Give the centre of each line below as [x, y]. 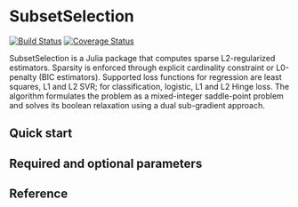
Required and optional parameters [106, 163]
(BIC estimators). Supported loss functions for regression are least [160, 76]
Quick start [41, 134]
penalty [23, 76]
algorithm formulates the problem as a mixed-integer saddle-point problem [147, 96]
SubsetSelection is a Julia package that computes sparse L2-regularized [142, 58]
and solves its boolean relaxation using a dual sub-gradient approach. [137, 105]
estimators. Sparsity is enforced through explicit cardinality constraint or [141, 68]
